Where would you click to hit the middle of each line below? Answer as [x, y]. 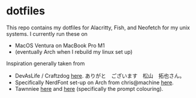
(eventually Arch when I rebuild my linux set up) [74, 51]
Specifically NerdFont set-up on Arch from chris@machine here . [94, 82]
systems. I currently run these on [47, 33]
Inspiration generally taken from [46, 63]
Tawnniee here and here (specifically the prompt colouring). [89, 88]
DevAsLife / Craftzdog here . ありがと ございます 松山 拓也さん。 [100, 75]
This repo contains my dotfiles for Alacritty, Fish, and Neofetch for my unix [98, 27]
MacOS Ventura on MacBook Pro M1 [60, 45]
